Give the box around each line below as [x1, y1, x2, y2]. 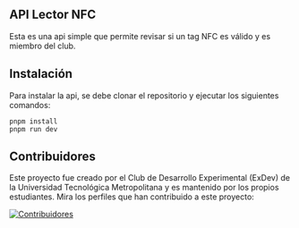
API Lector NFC [9, 7, 97, 22]
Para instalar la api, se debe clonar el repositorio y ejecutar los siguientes [9, 89, 279, 101]
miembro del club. [9, 40, 76, 51]
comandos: [9, 99, 51, 110]
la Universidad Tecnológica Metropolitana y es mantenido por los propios [9, 182, 279, 193]
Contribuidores [9, 149, 96, 165]
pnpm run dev [9, 124, 58, 133]
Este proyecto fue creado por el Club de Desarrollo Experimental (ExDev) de [9, 173, 291, 183]
